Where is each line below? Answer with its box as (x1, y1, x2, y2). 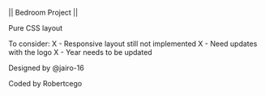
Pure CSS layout (8, 23, 63, 32)
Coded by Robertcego (8, 79, 83, 88)
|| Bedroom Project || (8, 8, 79, 17)
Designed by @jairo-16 (8, 63, 85, 73)
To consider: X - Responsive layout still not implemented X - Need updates (8, 39, 258, 48)
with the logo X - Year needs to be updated (8, 48, 152, 56)
